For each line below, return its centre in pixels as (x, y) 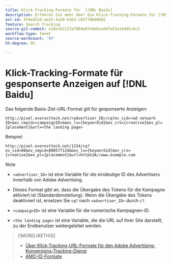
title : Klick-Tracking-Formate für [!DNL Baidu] (59, 10)
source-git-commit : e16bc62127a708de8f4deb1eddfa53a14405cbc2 (73, 29)
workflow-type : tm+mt (28, 34)
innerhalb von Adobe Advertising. (48, 180)
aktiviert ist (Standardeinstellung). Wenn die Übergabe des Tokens (82, 195)
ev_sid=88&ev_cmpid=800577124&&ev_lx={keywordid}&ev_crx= (68, 150)
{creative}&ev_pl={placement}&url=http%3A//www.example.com (70, 155)
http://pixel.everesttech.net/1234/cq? (48, 146)
